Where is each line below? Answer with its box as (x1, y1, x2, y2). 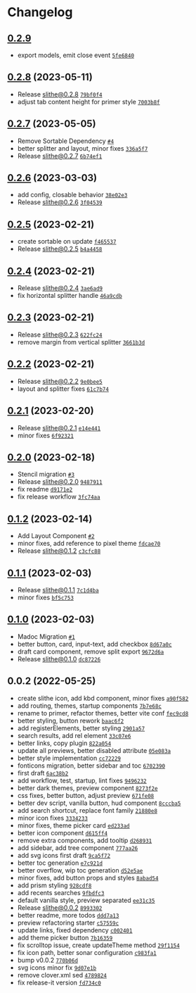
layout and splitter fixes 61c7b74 (17, 385, 109, 393)
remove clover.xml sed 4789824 (17, 970, 107, 979)
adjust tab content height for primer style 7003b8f (17, 97, 160, 106)
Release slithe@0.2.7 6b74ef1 (17, 151, 103, 160)
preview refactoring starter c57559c (17, 918, 119, 927)
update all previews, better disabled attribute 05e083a (17, 746, 171, 754)
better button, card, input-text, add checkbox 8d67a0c (17, 639, 172, 648)
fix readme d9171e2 (17, 485, 73, 494)
